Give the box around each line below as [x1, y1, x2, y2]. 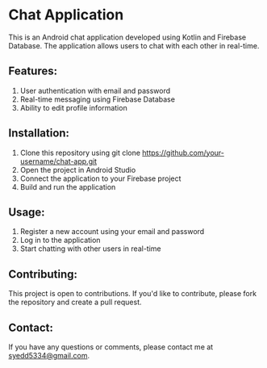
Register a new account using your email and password [19, 227, 205, 236]
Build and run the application [19, 182, 116, 191]
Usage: [8, 205, 46, 219]
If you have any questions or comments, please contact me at [8, 342, 214, 352]
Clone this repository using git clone [19, 148, 141, 157]
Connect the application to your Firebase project [19, 174, 181, 183]
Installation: [8, 127, 70, 140]
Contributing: [8, 267, 78, 281]
